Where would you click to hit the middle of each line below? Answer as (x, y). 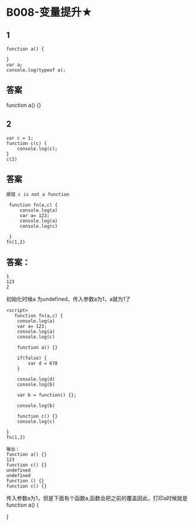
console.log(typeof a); (36, 70)
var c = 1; (20, 138)
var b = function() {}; (47, 395)
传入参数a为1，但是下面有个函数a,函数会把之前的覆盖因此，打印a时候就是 (97, 498)
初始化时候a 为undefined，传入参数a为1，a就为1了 (68, 299)
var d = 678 (43, 363)
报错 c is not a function (38, 195)
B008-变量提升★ (49, 12)
